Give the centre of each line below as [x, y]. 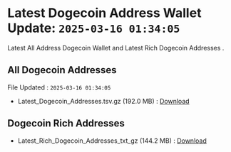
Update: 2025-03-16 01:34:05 [94, 28]
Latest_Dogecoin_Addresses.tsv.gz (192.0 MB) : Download [104, 101]
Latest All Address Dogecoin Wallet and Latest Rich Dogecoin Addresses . [116, 48]
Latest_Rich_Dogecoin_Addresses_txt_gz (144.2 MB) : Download [112, 141]
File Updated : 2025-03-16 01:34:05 [59, 87]
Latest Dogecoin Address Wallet [104, 13]
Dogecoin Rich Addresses [66, 123]
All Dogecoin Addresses [62, 70]
